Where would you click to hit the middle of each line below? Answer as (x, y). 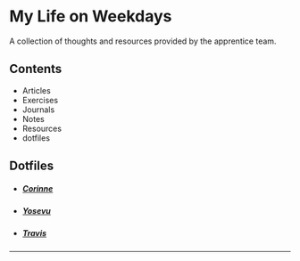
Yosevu (37, 211)
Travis (34, 233)
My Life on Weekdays (91, 16)
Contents (36, 69)
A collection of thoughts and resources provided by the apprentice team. (143, 41)
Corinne (37, 188)
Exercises (40, 100)
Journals (38, 110)
